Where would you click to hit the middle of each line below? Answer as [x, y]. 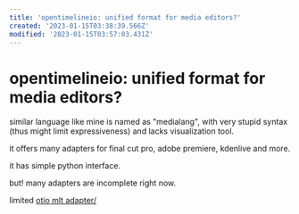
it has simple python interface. [65, 166]
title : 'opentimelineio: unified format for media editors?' [125, 17]
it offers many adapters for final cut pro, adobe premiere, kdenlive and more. [150, 149]
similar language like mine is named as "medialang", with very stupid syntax [149, 122]
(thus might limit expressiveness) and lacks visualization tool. [122, 131]
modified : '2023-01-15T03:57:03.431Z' [81, 34]
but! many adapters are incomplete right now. [93, 183]
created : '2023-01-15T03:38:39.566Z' [79, 26]
